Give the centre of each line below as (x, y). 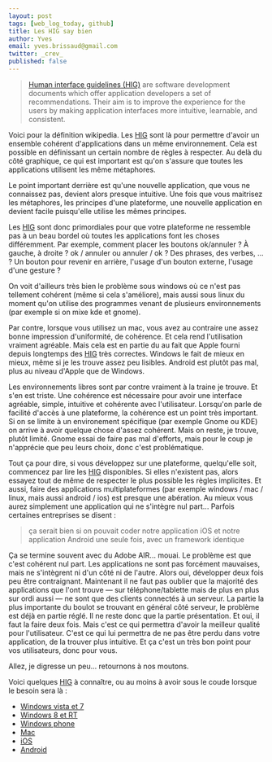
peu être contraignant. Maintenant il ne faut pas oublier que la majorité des (133, 581)
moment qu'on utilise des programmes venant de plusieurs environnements (135, 303)
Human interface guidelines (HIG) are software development (129, 84)
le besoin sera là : (38, 690)
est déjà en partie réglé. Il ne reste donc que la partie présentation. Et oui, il (134, 615)
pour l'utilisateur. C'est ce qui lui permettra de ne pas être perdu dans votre (134, 633)
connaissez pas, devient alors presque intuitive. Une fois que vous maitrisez (136, 194)
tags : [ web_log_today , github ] (61, 24)
